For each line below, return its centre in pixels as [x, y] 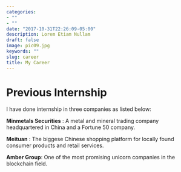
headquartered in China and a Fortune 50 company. [71, 127]
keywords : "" [23, 51]
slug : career [23, 57]
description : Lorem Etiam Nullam [48, 35]
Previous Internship [57, 92]
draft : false [23, 40]
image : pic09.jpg [28, 46]
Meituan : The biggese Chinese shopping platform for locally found [90, 139]
